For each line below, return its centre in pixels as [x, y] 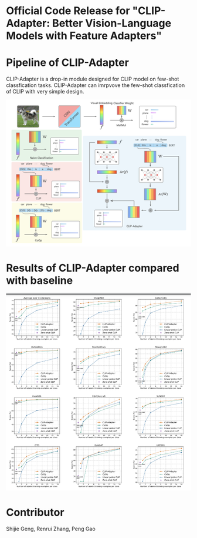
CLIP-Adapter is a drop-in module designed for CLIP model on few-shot [93, 79]
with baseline [40, 280]
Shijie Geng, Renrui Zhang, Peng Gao [51, 529]
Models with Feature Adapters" [84, 36]
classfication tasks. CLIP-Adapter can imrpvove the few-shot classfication [96, 85]
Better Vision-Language [112, 23]
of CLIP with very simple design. [45, 92]
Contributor [35, 512]
